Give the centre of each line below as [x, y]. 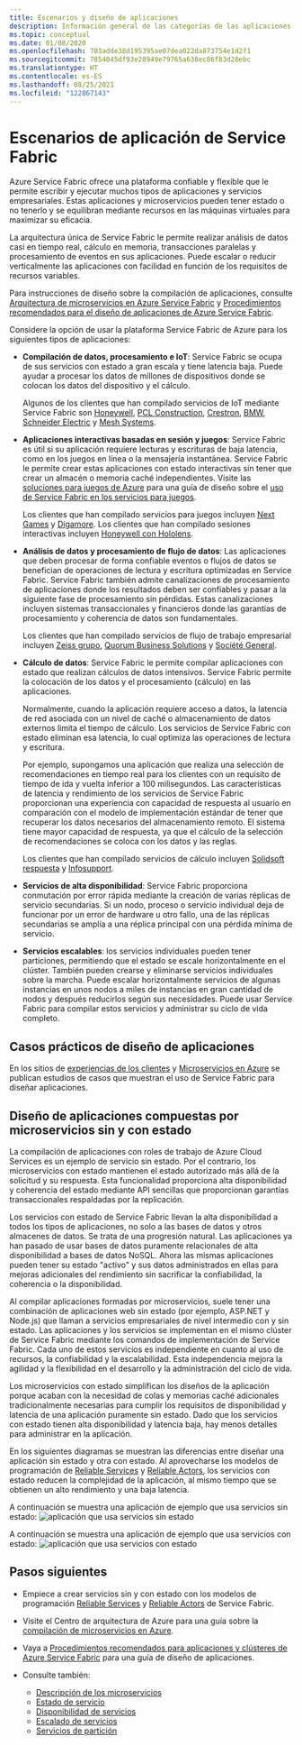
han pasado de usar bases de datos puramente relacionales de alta [134, 1246]
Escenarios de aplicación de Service [147, 137]
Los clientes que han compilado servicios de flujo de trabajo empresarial [157, 635]
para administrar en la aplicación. [71, 1434]
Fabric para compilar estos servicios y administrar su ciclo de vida [145, 1009]
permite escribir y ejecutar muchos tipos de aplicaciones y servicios [136, 191]
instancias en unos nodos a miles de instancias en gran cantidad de [148, 990]
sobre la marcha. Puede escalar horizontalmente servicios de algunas [151, 980]
